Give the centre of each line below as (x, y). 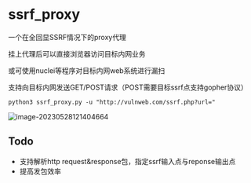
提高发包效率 (40, 171)
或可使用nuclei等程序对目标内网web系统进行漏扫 (87, 70)
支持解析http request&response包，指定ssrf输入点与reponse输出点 (127, 161)
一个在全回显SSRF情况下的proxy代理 (67, 37)
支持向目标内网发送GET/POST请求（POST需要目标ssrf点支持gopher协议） (128, 87)
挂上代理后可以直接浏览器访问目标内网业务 (77, 53)
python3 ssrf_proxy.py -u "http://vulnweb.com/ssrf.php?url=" (112, 102)
